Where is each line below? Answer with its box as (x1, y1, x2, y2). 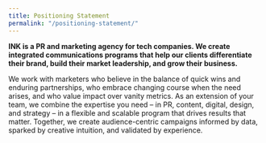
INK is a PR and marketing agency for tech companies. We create (8, 41, 231, 51)
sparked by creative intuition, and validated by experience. (8, 125, 203, 135)
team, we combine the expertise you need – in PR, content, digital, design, (8, 100, 255, 109)
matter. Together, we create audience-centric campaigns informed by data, (8, 116, 258, 126)
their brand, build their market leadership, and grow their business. (8, 58, 238, 68)
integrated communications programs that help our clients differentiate (8, 50, 252, 59)
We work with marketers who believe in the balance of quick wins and (8, 74, 241, 84)
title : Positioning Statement (8, 11, 110, 20)
